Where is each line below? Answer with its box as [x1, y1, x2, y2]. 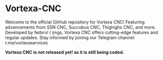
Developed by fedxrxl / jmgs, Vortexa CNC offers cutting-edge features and [5, 29, 158, 35]
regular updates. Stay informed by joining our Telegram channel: [5, 35, 136, 40]
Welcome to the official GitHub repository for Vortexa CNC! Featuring [5, 19, 145, 25]
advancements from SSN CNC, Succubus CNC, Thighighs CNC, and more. [5, 24, 156, 30]
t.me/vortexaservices [5, 40, 48, 45]
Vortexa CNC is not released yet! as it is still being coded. [5, 49, 124, 55]
